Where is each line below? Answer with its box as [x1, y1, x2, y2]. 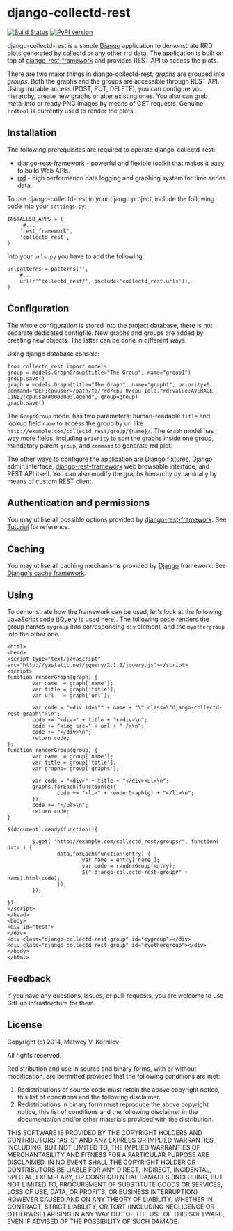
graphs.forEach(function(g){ [32, 783, 117, 790]
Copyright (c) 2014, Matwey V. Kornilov [7, 1037, 120, 1046]
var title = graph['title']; [32, 686, 117, 693]
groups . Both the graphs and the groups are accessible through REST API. [7, 77, 220, 85]
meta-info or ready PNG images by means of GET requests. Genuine [7, 99, 204, 107]
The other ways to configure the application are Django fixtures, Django [7, 455, 213, 463]
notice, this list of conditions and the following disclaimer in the [17, 1107, 198, 1115]
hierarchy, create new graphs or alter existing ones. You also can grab [7, 92, 209, 100]
